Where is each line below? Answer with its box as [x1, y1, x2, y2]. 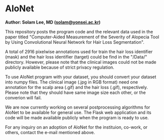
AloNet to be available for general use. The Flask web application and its [5, 109, 151, 115]
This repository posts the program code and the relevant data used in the [5, 28, 153, 34]
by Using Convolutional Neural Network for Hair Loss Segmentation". [5, 39, 145, 45]
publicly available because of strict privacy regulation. [5, 64, 114, 70]
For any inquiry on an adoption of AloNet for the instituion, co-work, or [5, 124, 148, 130]
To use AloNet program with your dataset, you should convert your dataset [5, 74, 157, 80]
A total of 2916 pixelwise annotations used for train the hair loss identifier [5, 49, 153, 55]
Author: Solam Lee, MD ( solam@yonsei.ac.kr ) [5, 19, 101, 25]
